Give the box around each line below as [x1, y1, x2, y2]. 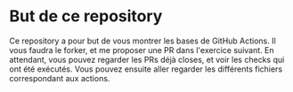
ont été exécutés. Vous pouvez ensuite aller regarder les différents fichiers [9, 64, 283, 74]
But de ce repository [9, 6, 163, 27]
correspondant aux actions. [9, 73, 110, 83]
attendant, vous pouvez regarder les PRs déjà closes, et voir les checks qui [9, 54, 285, 65]
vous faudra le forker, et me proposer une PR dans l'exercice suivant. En [9, 44, 274, 55]
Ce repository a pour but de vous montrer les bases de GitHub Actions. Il [9, 35, 276, 46]
